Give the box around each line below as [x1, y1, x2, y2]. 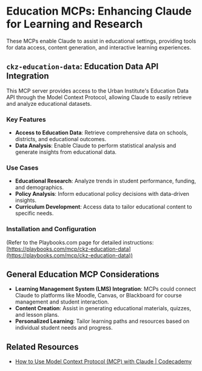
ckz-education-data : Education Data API [6, 61, 159, 72]
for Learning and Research [6, 17, 143, 31]
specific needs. [15, 210, 54, 217]
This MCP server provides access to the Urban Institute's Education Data [6, 87, 189, 94]
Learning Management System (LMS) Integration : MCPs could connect [15, 285, 196, 293]
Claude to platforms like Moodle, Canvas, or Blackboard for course [15, 292, 182, 299]
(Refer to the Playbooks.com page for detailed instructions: [6, 238, 154, 246]
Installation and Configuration [6, 225, 96, 234]
